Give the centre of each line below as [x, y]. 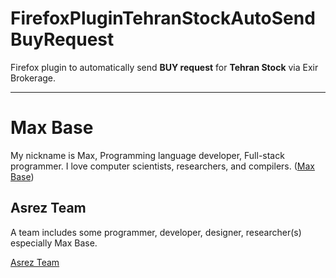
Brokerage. [33, 78]
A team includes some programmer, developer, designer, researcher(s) [156, 232]
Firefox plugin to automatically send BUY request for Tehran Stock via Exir [164, 67]
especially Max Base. [54, 243]
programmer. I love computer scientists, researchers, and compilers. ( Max [162, 166]
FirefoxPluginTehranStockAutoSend [163, 18]
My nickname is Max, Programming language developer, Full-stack [147, 155]
